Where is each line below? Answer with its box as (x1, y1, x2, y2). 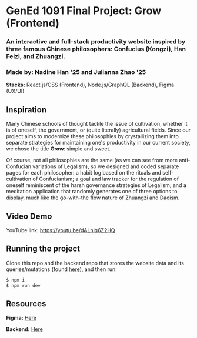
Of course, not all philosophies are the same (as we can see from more (6, 157, 178, 164)
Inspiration (6, 105, 47, 115)
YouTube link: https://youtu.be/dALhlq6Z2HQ (6, 227, 116, 234)
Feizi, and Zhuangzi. (6, 52, 66, 61)
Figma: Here (6, 314, 37, 322)
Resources (6, 299, 46, 309)
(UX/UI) (6, 88, 25, 95)
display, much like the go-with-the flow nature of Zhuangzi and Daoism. (6, 194, 180, 201)
